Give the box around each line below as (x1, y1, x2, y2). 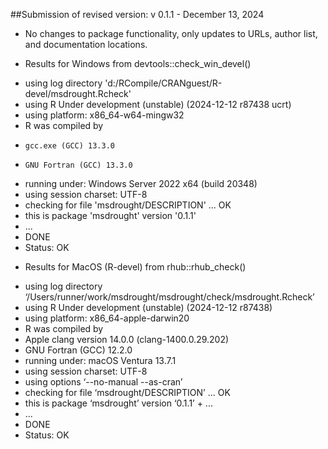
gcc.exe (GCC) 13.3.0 (24, 141, 115, 151)
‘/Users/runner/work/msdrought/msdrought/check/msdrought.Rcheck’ (24, 291, 315, 303)
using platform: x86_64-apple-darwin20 (24, 312, 190, 324)
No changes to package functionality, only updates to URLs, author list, (24, 28, 318, 39)
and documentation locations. (24, 39, 148, 50)
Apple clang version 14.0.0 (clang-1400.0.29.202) (24, 334, 230, 345)
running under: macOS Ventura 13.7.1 (24, 355, 177, 366)
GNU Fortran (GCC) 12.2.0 (24, 344, 133, 356)
